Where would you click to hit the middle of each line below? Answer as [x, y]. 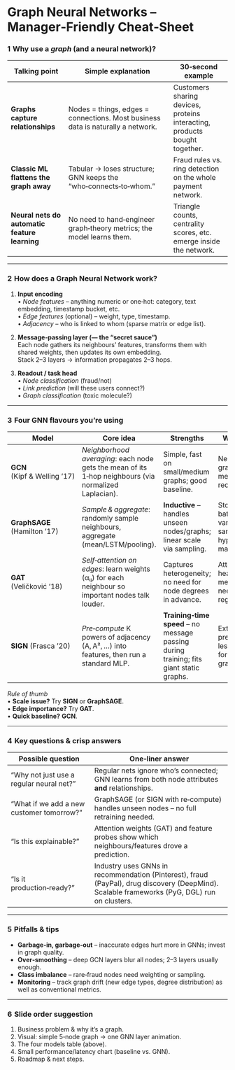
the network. [194, 251]
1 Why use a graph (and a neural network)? [81, 49]
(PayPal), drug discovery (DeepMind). [156, 884]
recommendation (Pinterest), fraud [151, 875]
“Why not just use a [43, 775]
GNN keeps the [93, 178]
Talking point [36, 71]
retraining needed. [124, 817]
